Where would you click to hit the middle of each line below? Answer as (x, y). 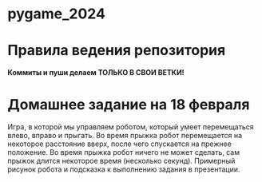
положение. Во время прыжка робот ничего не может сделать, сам (124, 152)
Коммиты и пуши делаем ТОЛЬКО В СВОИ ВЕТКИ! (96, 73)
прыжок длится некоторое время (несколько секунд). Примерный (121, 161)
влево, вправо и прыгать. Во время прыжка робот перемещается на (125, 136)
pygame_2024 (56, 14)
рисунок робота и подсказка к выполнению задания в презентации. (124, 169)
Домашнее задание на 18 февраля (129, 105)
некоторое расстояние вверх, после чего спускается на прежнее (120, 144)
